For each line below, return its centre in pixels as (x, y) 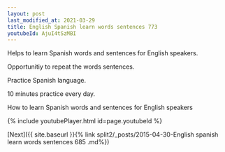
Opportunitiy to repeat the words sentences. (71, 67)
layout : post (26, 14)
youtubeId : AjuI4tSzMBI (42, 33)
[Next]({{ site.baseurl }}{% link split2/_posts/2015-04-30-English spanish (113, 134)
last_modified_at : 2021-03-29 (51, 20)
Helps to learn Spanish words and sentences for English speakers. (103, 53)
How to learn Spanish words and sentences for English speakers (100, 108)
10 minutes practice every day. (51, 94)
